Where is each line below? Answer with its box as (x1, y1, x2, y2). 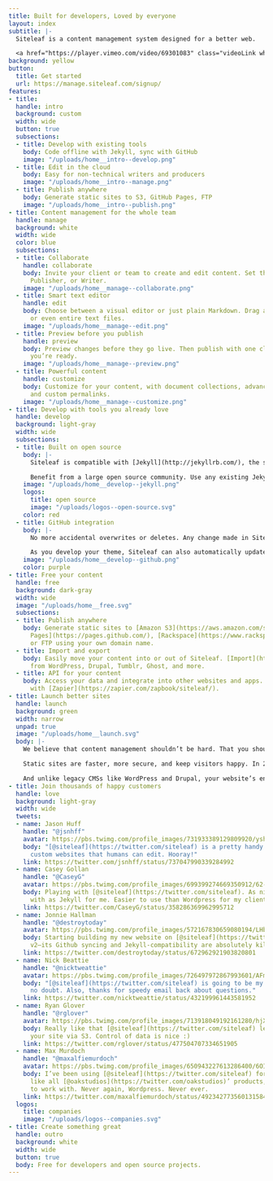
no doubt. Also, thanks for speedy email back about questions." (29, 986, 256, 994)
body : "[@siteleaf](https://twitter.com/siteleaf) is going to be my (23, 979, 264, 987)
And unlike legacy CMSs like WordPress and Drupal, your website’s (23, 775, 256, 783)
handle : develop (15, 413, 71, 421)
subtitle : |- (8, 27, 53, 35)
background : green (15, 707, 79, 715)
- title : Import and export (15, 647, 111, 655)
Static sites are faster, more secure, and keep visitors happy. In (23, 760, 260, 768)
